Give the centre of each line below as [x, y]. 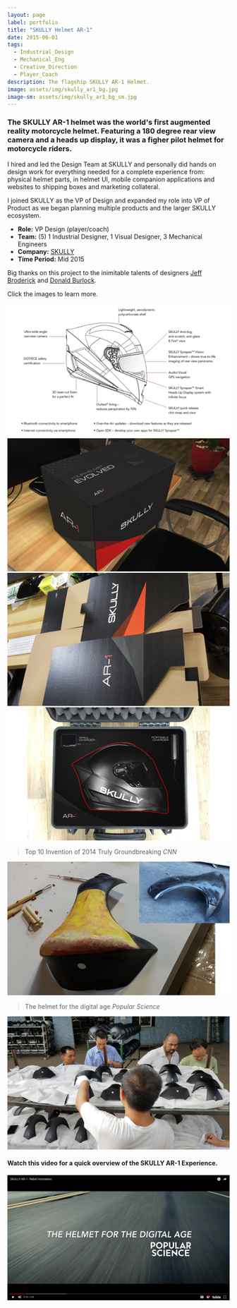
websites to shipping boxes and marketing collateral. [84, 186]
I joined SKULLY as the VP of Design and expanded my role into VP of [109, 200]
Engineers [32, 244]
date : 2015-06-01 [33, 37]
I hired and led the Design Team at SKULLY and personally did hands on [112, 164]
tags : [15, 45]
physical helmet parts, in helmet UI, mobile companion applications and [111, 179]
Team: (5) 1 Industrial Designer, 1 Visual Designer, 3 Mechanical [110, 236]
